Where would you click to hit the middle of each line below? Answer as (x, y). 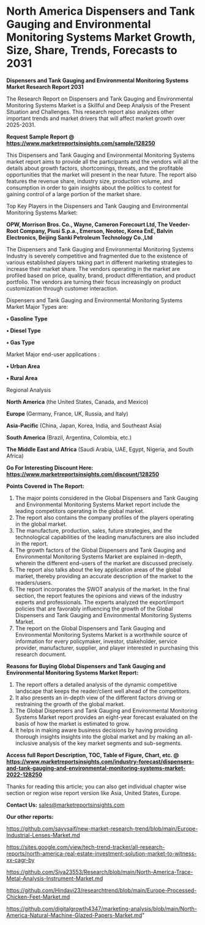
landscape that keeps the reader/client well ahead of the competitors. (103, 691)
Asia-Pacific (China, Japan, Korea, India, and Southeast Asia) (84, 425)
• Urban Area (23, 366)
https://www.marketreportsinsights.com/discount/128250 (83, 474)
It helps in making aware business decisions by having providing (96, 730)
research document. (41, 654)
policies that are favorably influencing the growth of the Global (94, 609)
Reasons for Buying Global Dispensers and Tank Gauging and (86, 666)
